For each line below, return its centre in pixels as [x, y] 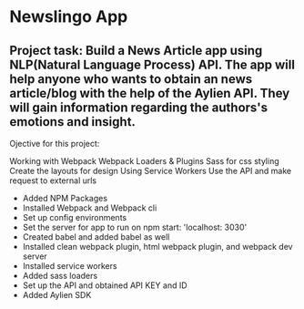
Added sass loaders [60, 276]
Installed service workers [70, 266]
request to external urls [53, 180]
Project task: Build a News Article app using [136, 51]
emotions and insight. [73, 122]
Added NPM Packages [65, 198]
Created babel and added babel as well [96, 237]
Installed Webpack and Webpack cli [90, 208]
